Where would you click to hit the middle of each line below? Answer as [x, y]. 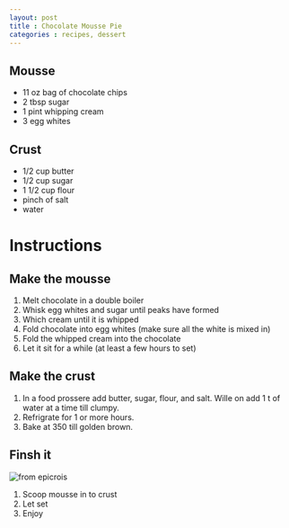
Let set [35, 504]
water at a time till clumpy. [70, 407]
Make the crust [53, 376]
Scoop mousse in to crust [70, 494]
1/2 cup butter [48, 171]
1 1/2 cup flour [48, 190]
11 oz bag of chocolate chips [75, 93]
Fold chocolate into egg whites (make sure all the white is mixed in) [146, 329]
